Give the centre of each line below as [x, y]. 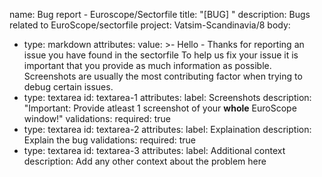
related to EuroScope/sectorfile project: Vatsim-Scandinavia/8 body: [150, 25]
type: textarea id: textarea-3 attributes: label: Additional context [154, 150]
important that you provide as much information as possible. [147, 65]
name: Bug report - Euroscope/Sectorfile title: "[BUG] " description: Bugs [160, 14]
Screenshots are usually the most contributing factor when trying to [163, 76]
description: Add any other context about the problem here [145, 161]
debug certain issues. [68, 87]
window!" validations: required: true [97, 118]
